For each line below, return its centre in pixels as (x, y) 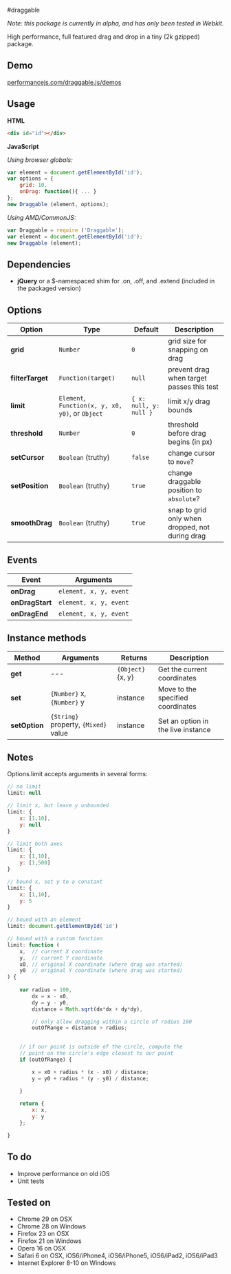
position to (185, 490)
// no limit (24, 787)
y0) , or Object (81, 413)
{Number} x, (68, 694)
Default (146, 329)
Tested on (29, 1202)
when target (188, 378)
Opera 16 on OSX (42, 1248)
